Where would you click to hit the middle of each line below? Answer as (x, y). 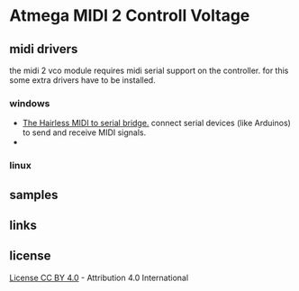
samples (34, 195)
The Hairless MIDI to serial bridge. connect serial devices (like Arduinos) (156, 123)
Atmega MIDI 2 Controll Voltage (130, 16)
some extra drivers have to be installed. (82, 80)
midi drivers (44, 49)
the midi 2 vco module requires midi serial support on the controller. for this (149, 70)
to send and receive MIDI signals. (84, 132)
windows (30, 103)
